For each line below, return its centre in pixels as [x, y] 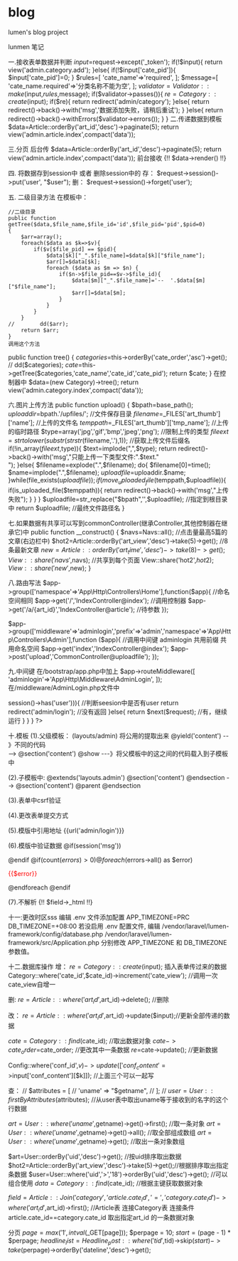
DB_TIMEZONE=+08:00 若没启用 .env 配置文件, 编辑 [84, 926]
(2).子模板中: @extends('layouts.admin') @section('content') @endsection [117, 777]
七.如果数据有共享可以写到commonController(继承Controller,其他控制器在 [115, 523]
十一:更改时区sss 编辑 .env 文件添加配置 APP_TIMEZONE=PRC [99, 917]
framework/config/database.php [56, 934]
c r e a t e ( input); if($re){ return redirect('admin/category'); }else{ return [109, 101]
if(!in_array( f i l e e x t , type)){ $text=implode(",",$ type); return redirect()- [108, 448]
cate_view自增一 [32, 984]
